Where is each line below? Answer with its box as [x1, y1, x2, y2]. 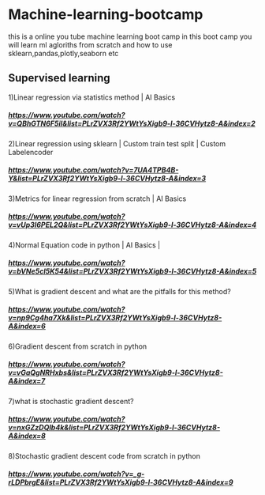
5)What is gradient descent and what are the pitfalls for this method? [8, 286, 231, 296]
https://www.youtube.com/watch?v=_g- [8, 469, 145, 479]
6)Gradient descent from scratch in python [8, 342, 147, 351]
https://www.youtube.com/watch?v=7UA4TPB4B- [8, 165, 179, 175]
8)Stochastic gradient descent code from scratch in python [8, 451, 201, 460]
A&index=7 [8, 376, 46, 386]
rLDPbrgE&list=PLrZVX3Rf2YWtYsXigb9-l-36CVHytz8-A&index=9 [8, 478, 234, 487]
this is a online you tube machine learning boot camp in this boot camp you [8, 32, 252, 41]
